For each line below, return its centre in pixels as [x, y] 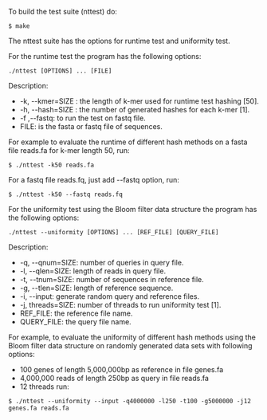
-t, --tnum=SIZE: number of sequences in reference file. [112, 279]
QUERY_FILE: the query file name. [75, 322]
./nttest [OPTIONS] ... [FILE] [60, 71]
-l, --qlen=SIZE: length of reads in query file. [92, 271]
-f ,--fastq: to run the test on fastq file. [82, 118]
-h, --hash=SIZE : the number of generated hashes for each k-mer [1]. [135, 110]
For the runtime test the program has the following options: [105, 56]
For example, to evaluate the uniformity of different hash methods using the [132, 337]
